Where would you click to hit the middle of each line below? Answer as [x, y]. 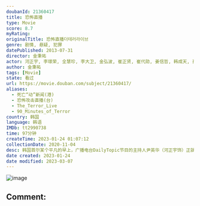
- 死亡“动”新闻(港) [33, 95]
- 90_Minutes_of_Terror [41, 111]
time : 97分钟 [21, 134]
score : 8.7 [20, 28]
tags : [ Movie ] [24, 73]
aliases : [17, 89]
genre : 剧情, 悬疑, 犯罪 [34, 45]
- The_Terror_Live [35, 106]
